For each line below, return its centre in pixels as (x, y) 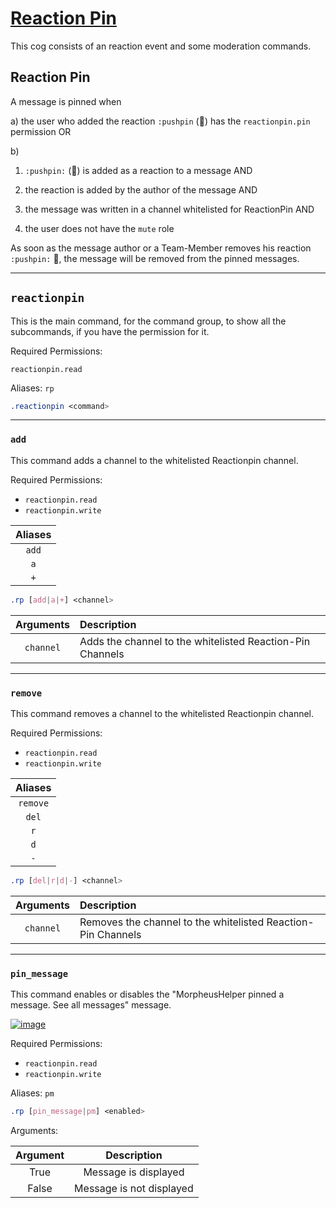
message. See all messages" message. (91, 1005)
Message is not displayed (134, 1188)
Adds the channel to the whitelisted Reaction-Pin (195, 641)
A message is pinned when (66, 101)
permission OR (41, 131)
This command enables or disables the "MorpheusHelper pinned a (147, 994)
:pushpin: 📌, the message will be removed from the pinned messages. (155, 258)
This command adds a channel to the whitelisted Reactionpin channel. (154, 460)
